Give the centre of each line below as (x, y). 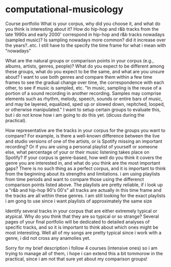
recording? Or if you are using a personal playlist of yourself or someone (82, 146)
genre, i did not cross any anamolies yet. (48, 238)
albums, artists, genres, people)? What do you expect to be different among (85, 66)
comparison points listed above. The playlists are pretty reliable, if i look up (84, 185)
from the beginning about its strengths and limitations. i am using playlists (83, 174)
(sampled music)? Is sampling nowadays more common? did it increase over (86, 40)
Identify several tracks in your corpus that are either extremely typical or (81, 211)
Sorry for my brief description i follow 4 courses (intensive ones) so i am (81, 248)
